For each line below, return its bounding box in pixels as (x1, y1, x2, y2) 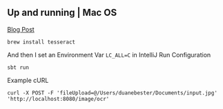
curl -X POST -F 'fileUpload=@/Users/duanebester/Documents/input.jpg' (7, 89, 217, 97)
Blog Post (7, 25, 35, 33)
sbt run (7, 63, 30, 71)
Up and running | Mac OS (7, 7, 117, 19)
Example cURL (7, 76, 49, 84)
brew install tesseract (7, 39, 76, 46)
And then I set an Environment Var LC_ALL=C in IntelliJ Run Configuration (7, 50, 211, 59)
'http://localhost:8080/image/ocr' (7, 95, 110, 102)
